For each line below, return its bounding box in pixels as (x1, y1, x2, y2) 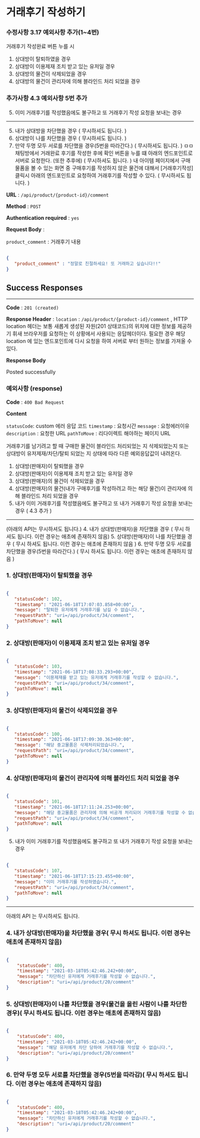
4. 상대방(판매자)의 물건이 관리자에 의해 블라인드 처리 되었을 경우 (6, 774, 180, 782)
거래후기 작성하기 (6, 5, 86, 19)
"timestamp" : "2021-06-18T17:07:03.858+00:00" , (14, 601, 135, 607)
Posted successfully (6, 369, 56, 376)
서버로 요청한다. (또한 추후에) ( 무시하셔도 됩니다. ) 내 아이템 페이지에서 (14, 157, 180, 164)
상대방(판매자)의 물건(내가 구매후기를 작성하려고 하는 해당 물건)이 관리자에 (14, 485, 186, 492)
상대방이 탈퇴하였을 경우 (14, 55, 71, 63)
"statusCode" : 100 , (14, 731, 62, 737)
